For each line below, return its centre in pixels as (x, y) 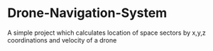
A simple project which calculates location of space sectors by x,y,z (106, 33)
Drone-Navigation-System (87, 13)
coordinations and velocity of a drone (62, 40)
